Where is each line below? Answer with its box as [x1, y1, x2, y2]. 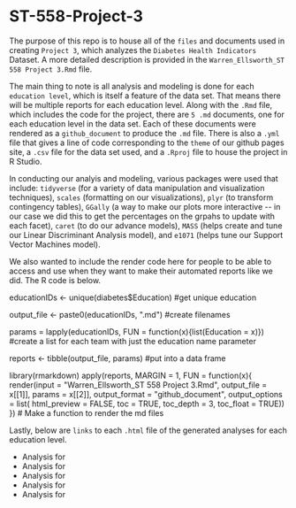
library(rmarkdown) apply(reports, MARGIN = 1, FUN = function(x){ [9, 370, 253, 381]
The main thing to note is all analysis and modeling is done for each [9, 81, 254, 91]
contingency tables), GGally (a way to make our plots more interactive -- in [9, 201, 281, 212]
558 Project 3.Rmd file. [9, 64, 93, 74]
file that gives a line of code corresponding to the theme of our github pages [9, 137, 285, 148]
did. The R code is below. [9, 274, 102, 285]
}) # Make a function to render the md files [9, 407, 164, 418]
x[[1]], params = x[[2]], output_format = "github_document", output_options [9, 389, 283, 399]
